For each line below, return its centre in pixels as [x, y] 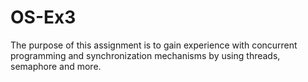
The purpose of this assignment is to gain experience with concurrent [154, 45]
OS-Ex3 [43, 17]
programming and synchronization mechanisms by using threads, [145, 55]
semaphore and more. [56, 66]
